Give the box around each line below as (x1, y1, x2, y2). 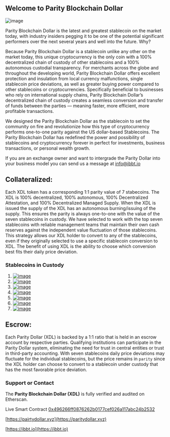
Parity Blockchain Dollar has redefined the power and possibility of (5, 134, 145, 140)
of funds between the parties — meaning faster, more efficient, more (5, 102, 150, 109)
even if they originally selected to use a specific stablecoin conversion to (5, 238, 158, 244)
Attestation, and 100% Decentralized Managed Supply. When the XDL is (5, 199, 156, 206)
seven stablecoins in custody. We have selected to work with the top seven (5, 216, 163, 222)
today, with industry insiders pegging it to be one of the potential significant (5, 33, 164, 39)
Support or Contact (5, 379, 54, 386)
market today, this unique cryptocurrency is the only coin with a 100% (5, 54, 152, 60)
